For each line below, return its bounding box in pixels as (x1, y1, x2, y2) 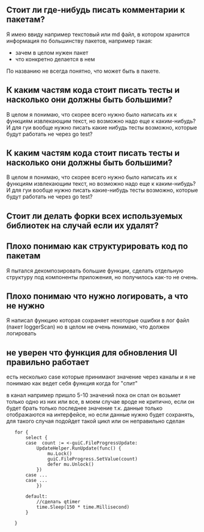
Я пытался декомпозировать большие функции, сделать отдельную (6, 267, 184, 274)
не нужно (6, 301, 45, 311)
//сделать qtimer (36, 499, 81, 505)
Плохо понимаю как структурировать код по (6, 241, 188, 252)
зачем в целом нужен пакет (15, 49, 89, 56)
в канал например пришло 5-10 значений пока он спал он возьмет (6, 392, 181, 399)
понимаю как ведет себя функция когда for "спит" (6, 380, 138, 387)
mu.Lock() (47, 451, 72, 457)
